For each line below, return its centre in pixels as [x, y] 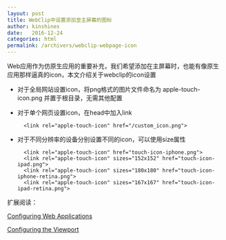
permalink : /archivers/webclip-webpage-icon [72, 46]
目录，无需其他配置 [95, 98]
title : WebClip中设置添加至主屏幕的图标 [60, 20]
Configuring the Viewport [43, 229]
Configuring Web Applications [50, 216]
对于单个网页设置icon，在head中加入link [74, 112]
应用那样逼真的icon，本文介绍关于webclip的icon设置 [82, 74]
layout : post [26, 13]
